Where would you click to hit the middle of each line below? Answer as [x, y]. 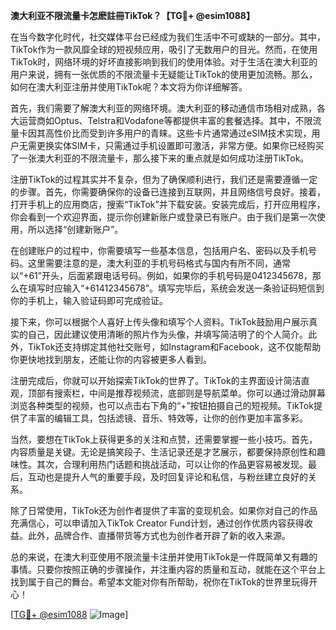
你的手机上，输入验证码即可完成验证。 [89, 300]
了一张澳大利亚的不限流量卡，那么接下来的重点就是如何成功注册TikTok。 [160, 158]
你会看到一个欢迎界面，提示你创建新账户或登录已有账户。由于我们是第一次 [163, 217]
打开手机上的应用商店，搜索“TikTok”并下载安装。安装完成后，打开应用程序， [168, 204]
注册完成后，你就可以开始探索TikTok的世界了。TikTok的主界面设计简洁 [156, 380]
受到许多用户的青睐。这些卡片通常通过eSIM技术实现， [200, 133]
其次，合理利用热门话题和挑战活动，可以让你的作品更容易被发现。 [172, 464]
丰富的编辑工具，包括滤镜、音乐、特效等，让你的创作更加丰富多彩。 [167, 418]
